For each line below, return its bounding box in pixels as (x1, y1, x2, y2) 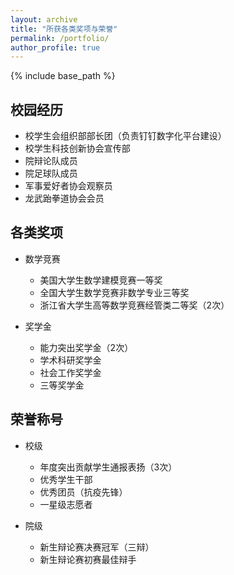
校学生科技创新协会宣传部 (24, 142, 131, 155)
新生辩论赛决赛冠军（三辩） (39, 541, 155, 553)
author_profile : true (10, 42, 101, 53)
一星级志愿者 (39, 498, 93, 510)
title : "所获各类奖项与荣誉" (10, 24, 118, 34)
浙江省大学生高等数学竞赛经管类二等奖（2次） (39, 299, 230, 311)
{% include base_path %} (10, 70, 116, 82)
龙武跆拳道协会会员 (24, 192, 105, 205)
